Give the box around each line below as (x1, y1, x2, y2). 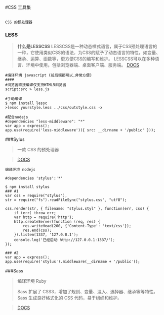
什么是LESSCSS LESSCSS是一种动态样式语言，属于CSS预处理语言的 (17, 43, 157, 49)
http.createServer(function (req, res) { (14, 219, 100, 224)
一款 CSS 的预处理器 (17, 146, 59, 152)
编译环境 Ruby (17, 278, 47, 284)
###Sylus (5, 136, 25, 142)
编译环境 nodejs (5, 167, 36, 172)
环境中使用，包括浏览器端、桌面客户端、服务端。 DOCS (26, 62, 139, 68)
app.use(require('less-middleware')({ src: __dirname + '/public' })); (5, 127, 156, 132)
